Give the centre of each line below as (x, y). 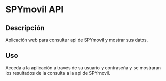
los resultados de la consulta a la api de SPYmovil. (58, 73)
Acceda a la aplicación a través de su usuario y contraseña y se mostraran (83, 68)
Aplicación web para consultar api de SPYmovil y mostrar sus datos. (77, 40)
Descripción (25, 28)
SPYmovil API (35, 9)
